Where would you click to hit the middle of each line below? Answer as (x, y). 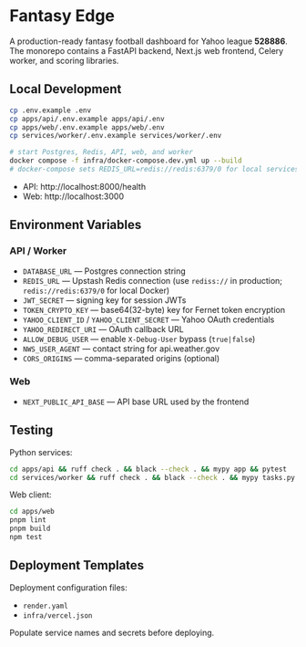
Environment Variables (76, 225)
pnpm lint (28, 520)
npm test (26, 537)
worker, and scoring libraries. (64, 60)
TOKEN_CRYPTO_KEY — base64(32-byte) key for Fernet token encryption (153, 309)
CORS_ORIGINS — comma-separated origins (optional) (121, 358)
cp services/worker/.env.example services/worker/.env (116, 136)
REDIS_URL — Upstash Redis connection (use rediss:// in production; (153, 280)
